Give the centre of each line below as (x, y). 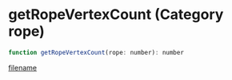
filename (23, 67)
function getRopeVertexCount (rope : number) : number (96, 52)
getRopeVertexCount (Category (116, 15)
